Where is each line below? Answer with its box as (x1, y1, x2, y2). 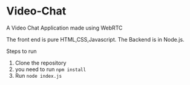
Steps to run (6, 47, 38, 55)
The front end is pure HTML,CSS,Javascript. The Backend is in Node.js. (6, 36, 185, 43)
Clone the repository (15, 59, 67, 66)
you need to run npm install (15, 65, 87, 73)
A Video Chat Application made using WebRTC (6, 24, 123, 31)
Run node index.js (15, 72, 62, 79)
